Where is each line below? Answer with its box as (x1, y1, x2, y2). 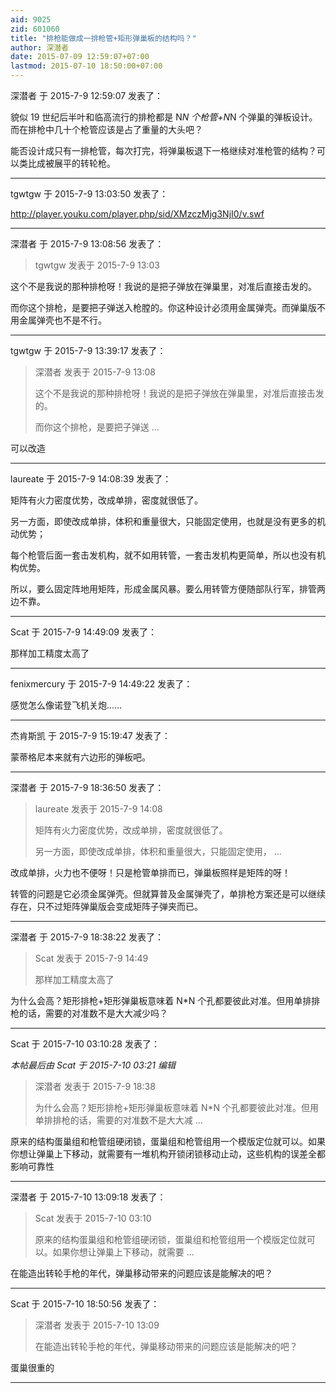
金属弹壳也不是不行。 (18, 314, 107, 326)
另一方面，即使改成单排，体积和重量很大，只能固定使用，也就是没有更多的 (10, 516, 317, 527)
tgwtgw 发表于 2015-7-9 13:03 (34, 259, 160, 271)
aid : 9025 (10, 14, 52, 25)
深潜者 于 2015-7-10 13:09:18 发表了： (10, 1191, 167, 1203)
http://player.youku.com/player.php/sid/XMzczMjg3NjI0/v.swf (10, 208, 265, 220)
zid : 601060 (10, 24, 60, 34)
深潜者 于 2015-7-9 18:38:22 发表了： (10, 931, 165, 943)
